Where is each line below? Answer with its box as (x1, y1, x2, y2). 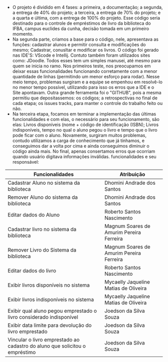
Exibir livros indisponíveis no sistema (7, 296, 94, 303)
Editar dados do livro (7, 267, 56, 274)
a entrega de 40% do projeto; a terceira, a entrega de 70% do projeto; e (12, 10, 161, 16)
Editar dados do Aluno (7, 211, 60, 218)
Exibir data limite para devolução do (7, 322, 92, 328)
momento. (12, 31, 34, 37)
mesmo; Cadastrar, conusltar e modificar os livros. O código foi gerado (12, 47, 159, 53)
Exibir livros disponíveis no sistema (7, 282, 90, 288)
